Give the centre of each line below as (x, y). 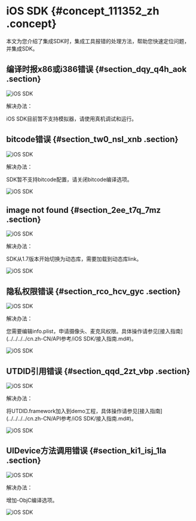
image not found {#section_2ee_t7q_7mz (84, 210)
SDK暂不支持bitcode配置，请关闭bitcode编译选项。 (69, 179)
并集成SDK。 (22, 49)
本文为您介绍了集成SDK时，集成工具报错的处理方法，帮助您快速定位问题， (98, 41)
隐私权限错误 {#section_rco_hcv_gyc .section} (94, 291)
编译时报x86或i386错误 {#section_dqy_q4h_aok (97, 69)
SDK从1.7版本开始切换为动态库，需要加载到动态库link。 (74, 259)
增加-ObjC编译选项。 (32, 500)
